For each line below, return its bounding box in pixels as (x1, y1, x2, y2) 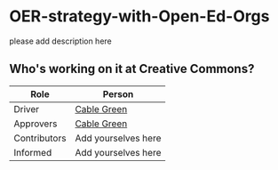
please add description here (9, 36, 113, 46)
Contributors (13, 132, 67, 144)
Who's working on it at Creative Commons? (9, 61, 255, 77)
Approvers (13, 117, 58, 130)
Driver (13, 102, 40, 115)
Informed (13, 146, 52, 158)
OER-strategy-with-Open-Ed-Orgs (9, 6, 270, 27)
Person (102, 87, 134, 100)
